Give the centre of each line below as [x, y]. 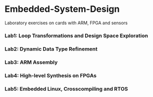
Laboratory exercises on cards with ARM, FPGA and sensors [66, 23]
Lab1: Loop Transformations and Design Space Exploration [76, 36]
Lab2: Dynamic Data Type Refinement [51, 49]
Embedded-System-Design [62, 9]
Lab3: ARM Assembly [31, 62]
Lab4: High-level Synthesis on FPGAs [51, 75]
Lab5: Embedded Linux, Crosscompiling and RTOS [66, 89]
